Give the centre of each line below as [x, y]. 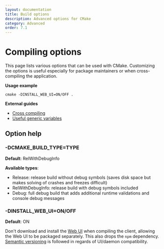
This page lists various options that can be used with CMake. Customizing [80, 66]
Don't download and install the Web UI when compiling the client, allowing [80, 231]
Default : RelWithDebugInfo [32, 158]
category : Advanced [25, 23]
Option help [23, 134]
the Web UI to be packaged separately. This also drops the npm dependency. [82, 236]
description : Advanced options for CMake [48, 19]
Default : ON [17, 222]
